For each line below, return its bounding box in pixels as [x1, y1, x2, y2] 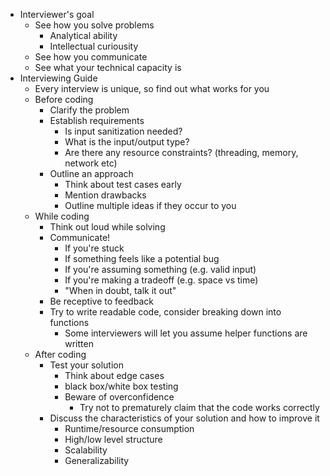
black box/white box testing [64, 380, 179, 392]
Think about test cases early [64, 179, 182, 190]
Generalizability [64, 455, 130, 466]
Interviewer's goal [19, 9, 95, 20]
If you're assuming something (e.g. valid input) [64, 264, 257, 275]
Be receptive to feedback [49, 295, 154, 307]
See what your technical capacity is [34, 62, 182, 73]
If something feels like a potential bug [64, 253, 220, 264]
